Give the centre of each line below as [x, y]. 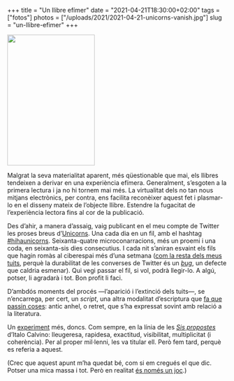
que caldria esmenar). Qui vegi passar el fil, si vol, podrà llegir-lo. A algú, [112, 270]
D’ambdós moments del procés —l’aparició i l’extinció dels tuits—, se [106, 291]
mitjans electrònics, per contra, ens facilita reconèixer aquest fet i [102, 197]
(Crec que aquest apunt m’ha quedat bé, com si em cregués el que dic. [109, 363]
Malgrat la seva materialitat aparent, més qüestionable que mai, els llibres [113, 175]
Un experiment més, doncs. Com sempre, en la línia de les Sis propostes [111, 327]
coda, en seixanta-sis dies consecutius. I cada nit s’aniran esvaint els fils [112, 248]
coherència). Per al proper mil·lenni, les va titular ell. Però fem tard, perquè [114, 342]
